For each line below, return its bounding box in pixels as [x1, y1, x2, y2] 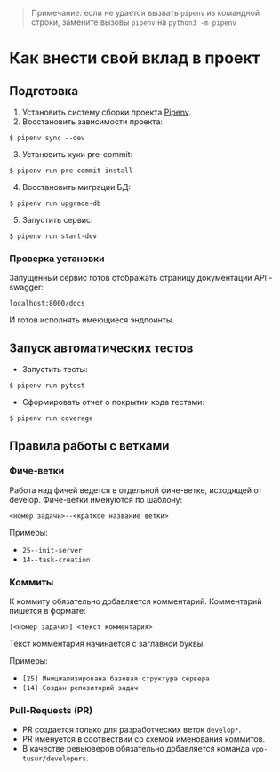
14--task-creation [21, 555, 91, 564]
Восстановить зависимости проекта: [21, 116, 163, 127]
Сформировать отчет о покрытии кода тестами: [21, 397, 205, 408]
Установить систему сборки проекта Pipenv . [21, 107, 192, 117]
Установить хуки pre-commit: [21, 149, 133, 159]
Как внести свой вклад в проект [9, 48, 260, 68]
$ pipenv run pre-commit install [9, 166, 133, 175]
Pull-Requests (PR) [9, 704, 93, 717]
